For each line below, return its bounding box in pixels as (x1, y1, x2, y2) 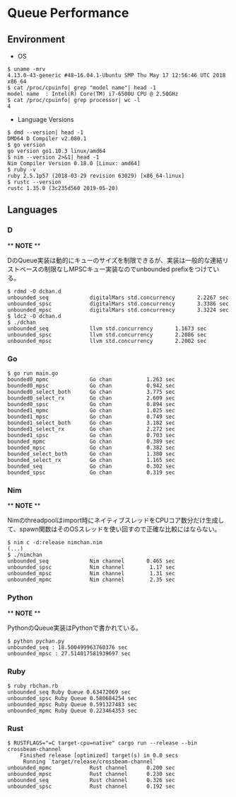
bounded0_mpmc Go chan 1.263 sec (7, 375, 175, 383)
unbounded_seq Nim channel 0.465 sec (7, 558, 175, 565)
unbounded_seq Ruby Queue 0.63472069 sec (7, 689, 131, 696)
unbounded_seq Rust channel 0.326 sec (7, 777, 175, 784)
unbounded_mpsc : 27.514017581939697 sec (7, 650, 131, 657)
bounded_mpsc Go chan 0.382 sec (7, 444, 175, 451)
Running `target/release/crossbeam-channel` (23, 758, 157, 766)
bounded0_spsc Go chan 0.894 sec (7, 400, 175, 408)
